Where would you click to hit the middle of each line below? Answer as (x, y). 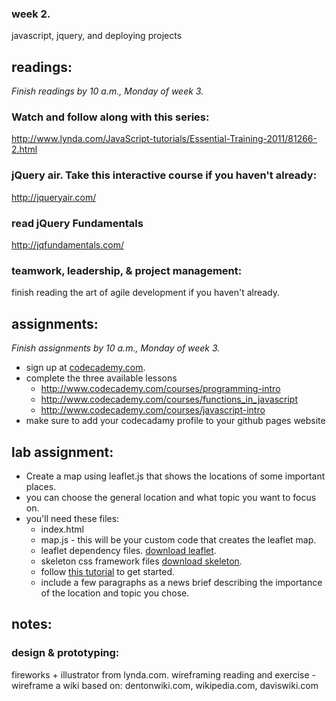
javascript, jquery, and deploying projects (97, 36)
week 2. (31, 14)
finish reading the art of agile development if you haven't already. (146, 293)
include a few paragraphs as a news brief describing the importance (181, 582)
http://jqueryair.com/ (54, 197)
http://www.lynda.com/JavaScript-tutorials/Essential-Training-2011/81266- (164, 139)
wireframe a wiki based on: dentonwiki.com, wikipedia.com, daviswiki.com (165, 685)
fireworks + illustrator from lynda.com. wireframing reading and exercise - (164, 674)
